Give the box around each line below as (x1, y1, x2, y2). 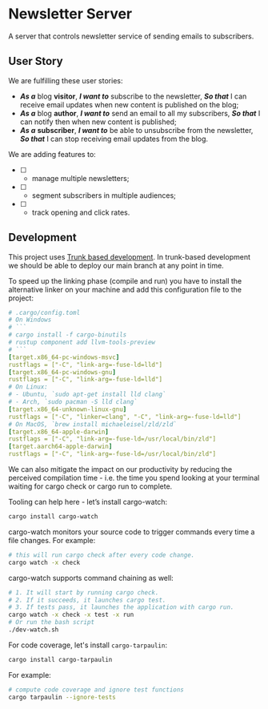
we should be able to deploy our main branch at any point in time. (8, 260, 224, 270)
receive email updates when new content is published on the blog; (19, 99, 239, 109)
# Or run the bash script (8, 618, 94, 626)
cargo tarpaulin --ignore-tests (8, 693, 116, 701)
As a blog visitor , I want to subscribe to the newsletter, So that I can (19, 91, 247, 101)
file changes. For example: (8, 535, 96, 545)
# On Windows (8, 316, 52, 324)
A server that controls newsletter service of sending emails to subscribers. (8, 31, 254, 41)
